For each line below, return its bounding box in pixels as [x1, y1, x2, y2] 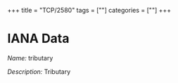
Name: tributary [7, 53, 53, 62]
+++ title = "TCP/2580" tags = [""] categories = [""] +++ [7, 6, 171, 14]
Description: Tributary [7, 67, 71, 76]
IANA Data [7, 31, 70, 46]
